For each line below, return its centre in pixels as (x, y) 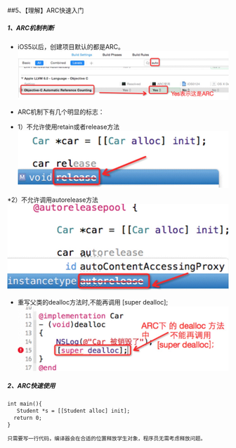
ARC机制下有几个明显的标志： (61, 112)
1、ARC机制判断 (31, 27)
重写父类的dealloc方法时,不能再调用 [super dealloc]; (93, 302)
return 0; (28, 418)
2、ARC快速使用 (31, 385)
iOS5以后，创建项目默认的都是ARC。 (71, 46)
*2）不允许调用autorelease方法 (53, 200)
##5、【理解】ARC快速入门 (46, 10)
